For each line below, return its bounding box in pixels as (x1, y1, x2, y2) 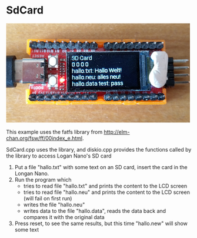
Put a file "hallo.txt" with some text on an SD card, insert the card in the (14, 163, 188, 170)
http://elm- (103, 128, 131, 135)
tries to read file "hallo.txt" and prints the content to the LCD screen (23, 182, 188, 189)
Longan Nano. (14, 170, 49, 177)
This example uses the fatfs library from (6, 128, 103, 135)
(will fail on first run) (23, 195, 72, 202)
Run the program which (14, 176, 72, 183)
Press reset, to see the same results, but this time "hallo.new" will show (14, 220, 188, 227)
